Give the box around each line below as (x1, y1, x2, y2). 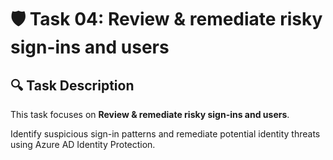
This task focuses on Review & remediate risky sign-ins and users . (10, 109, 290, 120)
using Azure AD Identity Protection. (10, 139, 156, 150)
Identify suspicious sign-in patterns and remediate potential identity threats (10, 128, 321, 140)
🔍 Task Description (10, 77, 135, 94)
